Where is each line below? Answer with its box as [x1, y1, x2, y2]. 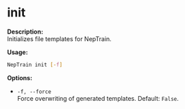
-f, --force [16, 88, 51, 95]
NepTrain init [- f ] [7, 61, 63, 68]
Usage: [7, 48, 29, 56]
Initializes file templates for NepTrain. [7, 34, 112, 43]
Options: [7, 73, 33, 82]
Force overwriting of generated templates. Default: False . [16, 94, 180, 102]
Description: [7, 27, 43, 36]
